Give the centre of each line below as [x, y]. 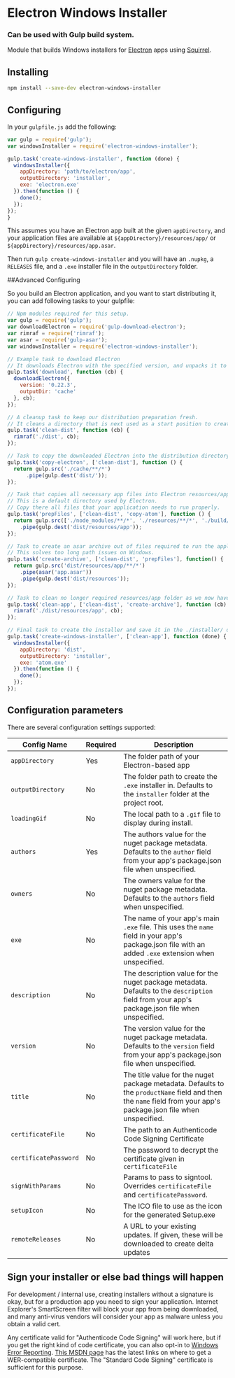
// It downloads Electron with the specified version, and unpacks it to [117, 365]
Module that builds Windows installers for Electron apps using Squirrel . [109, 50]
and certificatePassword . [165, 1195]
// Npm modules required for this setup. [69, 314]
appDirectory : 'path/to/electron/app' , [78, 172]
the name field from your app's [172, 1101]
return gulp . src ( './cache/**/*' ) [62, 469]
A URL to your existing [160, 1226]
